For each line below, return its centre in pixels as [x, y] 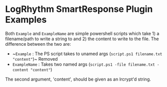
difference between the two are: [38, 44]
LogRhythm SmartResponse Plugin [79, 9]
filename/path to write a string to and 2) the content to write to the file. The [82, 39]
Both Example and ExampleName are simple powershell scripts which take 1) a [82, 33]
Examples [26, 20]
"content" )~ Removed [35, 59]
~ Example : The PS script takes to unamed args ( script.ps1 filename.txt [87, 54]
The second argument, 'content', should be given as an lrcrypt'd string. [78, 79]
